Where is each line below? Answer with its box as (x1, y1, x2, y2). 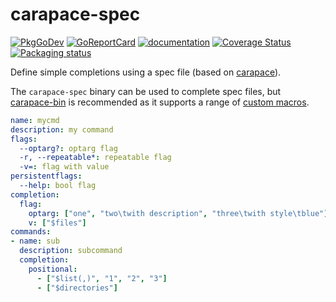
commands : (10, 227, 52, 237)
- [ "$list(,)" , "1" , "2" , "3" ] (36, 273, 168, 283)
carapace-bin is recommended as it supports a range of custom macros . (10, 96, 310, 108)
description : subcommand (19, 246, 123, 256)
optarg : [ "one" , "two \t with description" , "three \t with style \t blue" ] (28, 208, 329, 218)
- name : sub (10, 236, 60, 247)
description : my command (10, 124, 114, 135)
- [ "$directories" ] (36, 283, 118, 293)
